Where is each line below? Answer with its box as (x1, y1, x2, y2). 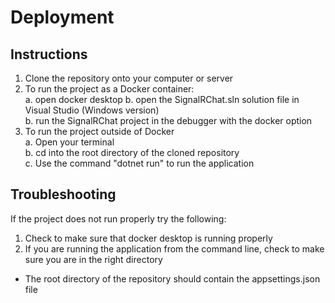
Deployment (10, 6, 115, 29)
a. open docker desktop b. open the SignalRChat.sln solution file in (24, 94, 300, 105)
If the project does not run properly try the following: (10, 212, 227, 225)
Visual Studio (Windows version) (24, 104, 160, 116)
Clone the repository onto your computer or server (24, 72, 234, 84)
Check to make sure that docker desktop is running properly (24, 232, 273, 244)
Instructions (10, 46, 88, 63)
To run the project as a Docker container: (24, 83, 195, 95)
